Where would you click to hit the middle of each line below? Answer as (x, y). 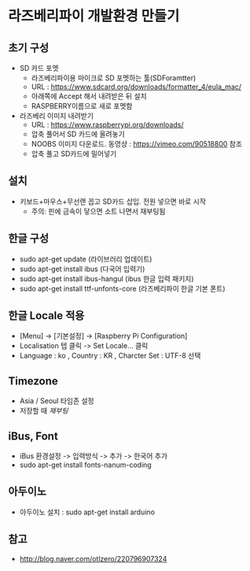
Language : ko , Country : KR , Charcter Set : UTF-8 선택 (110, 356)
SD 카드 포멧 (39, 68)
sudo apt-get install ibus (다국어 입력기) (82, 269)
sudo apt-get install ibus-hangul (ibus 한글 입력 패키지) (107, 278)
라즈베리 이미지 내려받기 (57, 116)
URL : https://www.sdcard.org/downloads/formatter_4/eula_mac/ (136, 87)
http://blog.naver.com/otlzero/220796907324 (93, 558)
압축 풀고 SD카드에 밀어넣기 (74, 154)
